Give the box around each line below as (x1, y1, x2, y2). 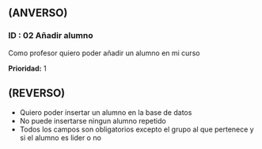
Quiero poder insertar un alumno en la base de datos (19, 107, 192, 117)
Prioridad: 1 (8, 63, 47, 73)
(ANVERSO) (8, 6, 68, 20)
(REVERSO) (8, 86, 66, 100)
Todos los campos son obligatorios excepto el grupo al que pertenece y (19, 124, 255, 134)
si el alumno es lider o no (19, 132, 101, 142)
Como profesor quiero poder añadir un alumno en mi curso (8, 48, 200, 58)
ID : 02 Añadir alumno (8, 30, 93, 41)
